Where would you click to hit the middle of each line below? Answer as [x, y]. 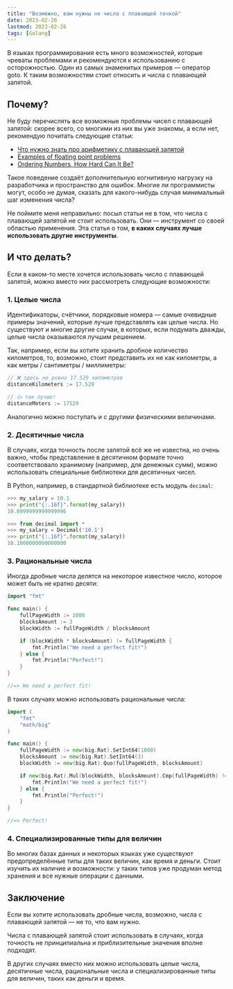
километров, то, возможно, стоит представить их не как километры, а [112, 358]
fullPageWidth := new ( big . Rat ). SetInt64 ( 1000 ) [88, 750]
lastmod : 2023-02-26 [37, 26]
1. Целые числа [34, 299]
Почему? [28, 104]
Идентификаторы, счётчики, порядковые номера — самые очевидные [112, 315]
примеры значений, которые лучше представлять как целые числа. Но [113, 322]
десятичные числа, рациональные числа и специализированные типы [112, 971]
